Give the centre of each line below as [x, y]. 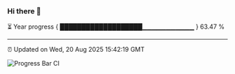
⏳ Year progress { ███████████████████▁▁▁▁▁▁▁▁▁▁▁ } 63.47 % [116, 27]
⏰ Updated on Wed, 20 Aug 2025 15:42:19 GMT [76, 50]
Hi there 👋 [24, 11]
